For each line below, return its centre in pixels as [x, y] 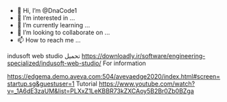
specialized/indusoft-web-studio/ [54, 63]
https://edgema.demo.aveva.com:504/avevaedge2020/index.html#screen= [114, 76]
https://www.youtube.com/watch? [147, 84]
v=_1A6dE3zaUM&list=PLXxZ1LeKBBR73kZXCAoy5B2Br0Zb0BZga [100, 91]
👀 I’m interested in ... [46, 18]
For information [124, 63]
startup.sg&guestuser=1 [41, 84]
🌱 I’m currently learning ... [53, 25]
